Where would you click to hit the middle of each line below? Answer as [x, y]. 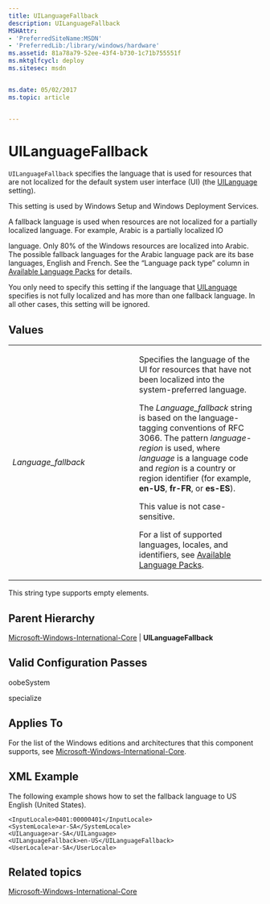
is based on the [168, 418]
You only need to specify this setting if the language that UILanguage [123, 288]
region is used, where [180, 448]
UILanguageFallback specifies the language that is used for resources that [130, 173]
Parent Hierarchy [51, 618]
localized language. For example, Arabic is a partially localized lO [116, 230]
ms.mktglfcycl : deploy [46, 61]
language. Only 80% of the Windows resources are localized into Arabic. [129, 246]
